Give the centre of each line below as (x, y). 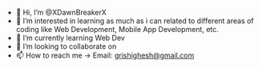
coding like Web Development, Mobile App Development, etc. (117, 29)
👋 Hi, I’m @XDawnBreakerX (61, 12)
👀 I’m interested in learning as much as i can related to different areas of (135, 21)
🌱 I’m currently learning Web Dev (71, 38)
